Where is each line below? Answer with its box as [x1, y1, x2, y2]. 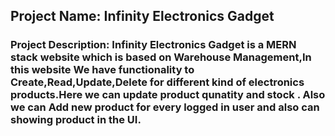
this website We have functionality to [10, 63, 195, 77]
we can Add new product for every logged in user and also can [10, 100, 320, 114]
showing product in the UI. [10, 113, 142, 127]
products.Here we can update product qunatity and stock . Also [10, 88, 326, 102]
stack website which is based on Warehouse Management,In [10, 50, 312, 64]
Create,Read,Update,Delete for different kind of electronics [10, 75, 305, 89]
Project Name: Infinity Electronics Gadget [10, 8, 275, 25]
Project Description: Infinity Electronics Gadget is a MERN [10, 38, 297, 52]
